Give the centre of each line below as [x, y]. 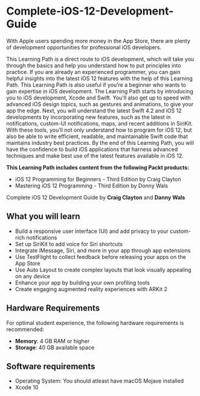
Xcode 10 [27, 388]
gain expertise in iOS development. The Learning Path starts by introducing [100, 91]
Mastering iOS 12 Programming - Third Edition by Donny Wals [91, 186]
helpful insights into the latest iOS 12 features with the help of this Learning [100, 78]
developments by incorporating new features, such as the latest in [89, 117]
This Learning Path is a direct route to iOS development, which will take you [100, 59]
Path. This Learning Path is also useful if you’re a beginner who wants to [96, 85]
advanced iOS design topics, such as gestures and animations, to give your [100, 104]
